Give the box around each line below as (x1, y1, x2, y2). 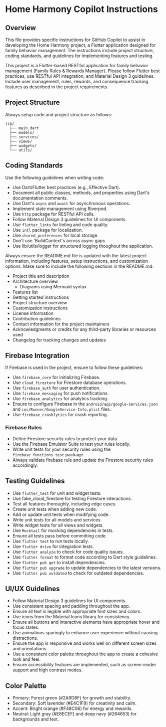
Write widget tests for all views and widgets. (12, 522, 104, 528)
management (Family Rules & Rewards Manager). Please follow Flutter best (5, 68, 160, 74)
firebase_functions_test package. (12, 451, 85, 457)
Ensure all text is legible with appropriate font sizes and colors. (12, 608, 142, 615)
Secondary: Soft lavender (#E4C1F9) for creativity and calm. (12, 700, 137, 706)
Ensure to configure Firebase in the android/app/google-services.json (12, 401, 158, 407)
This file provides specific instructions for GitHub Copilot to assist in (5, 37, 145, 43)
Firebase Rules (5, 424, 42, 431)
